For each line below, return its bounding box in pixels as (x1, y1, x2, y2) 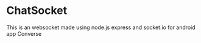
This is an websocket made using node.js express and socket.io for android (6, 24, 196, 31)
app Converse (6, 30, 42, 37)
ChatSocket (6, 4, 68, 18)
